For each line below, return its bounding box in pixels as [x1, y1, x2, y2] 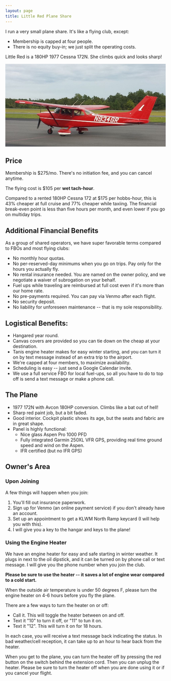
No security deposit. [12, 299, 56, 305]
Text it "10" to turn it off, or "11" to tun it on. [12, 617, 103, 623]
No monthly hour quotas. [12, 255, 65, 262]
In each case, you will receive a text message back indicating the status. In [5, 632, 162, 639]
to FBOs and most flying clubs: [5, 245, 70, 251]
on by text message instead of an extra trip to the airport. [12, 354, 133, 360]
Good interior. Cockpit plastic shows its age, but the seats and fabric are [12, 415, 164, 421]
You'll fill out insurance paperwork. [12, 499, 86, 505]
